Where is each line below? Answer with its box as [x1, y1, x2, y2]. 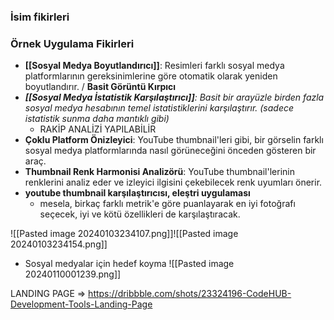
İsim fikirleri [10, 10, 70, 24]
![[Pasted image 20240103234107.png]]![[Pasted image [10, 228, 239, 240]
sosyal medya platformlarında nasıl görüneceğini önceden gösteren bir [24, 145, 317, 157]
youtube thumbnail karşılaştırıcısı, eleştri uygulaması [24, 187, 251, 199]
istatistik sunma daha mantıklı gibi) [24, 113, 170, 125]
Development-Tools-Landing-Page [10, 298, 153, 310]
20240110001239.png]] [24, 268, 122, 280]
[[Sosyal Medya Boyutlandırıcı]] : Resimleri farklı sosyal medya [24, 60, 285, 72]
